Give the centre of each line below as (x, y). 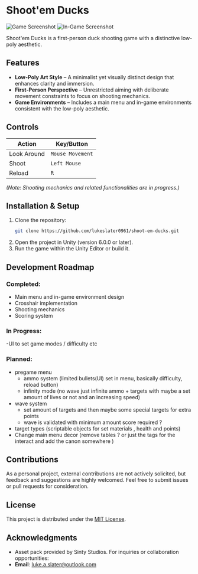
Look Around (27, 154)
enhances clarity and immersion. (54, 83)
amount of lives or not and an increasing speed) (82, 397)
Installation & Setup (43, 206)
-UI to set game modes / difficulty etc (52, 344)
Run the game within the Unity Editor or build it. (72, 249)
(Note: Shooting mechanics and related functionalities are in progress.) (93, 187)
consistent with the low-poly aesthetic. (62, 108)
